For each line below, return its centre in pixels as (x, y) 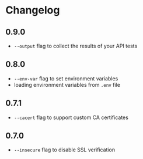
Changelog (33, 10)
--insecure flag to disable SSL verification (64, 150)
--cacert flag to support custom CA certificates (71, 117)
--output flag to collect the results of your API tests (76, 46)
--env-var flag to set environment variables (66, 78)
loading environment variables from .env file (67, 84)
